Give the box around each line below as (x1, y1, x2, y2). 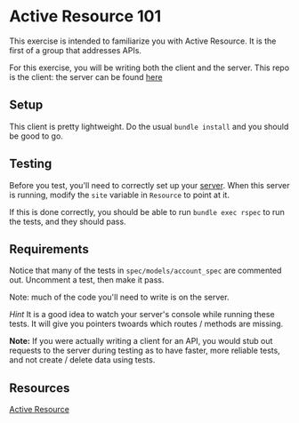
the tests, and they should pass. (9, 216, 126, 227)
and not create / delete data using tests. (9, 355, 156, 365)
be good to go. (9, 131, 64, 141)
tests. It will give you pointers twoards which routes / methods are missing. (9, 318, 284, 330)
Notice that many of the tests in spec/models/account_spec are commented (9, 265, 282, 276)
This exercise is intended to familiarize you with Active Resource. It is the (9, 36, 277, 46)
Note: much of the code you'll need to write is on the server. (9, 291, 230, 303)
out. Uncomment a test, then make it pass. (9, 275, 165, 285)
